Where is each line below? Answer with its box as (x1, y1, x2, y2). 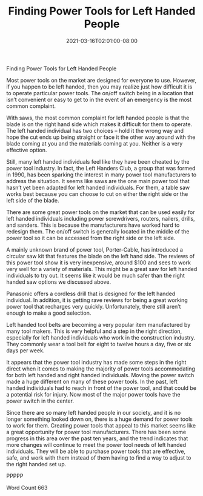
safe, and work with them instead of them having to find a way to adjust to (6, 454, 191, 461)
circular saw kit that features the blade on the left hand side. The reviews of (6, 252, 195, 260)
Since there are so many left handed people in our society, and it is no (6, 409, 181, 416)
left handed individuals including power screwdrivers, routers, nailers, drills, (6, 215, 195, 222)
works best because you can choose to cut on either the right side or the (6, 190, 188, 198)
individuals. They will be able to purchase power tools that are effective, (6, 447, 186, 455)
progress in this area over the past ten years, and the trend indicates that (6, 435, 188, 442)
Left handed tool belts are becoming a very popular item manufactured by (6, 321, 191, 328)
